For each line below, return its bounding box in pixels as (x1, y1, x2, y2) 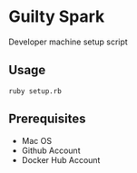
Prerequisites (8, 111, 86, 127)
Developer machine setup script (8, 36, 128, 47)
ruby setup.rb (8, 86, 63, 96)
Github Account (21, 145, 81, 156)
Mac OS (21, 135, 52, 146)
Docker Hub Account (21, 154, 101, 165)
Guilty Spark (8, 6, 105, 27)
